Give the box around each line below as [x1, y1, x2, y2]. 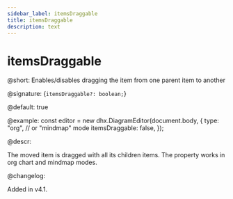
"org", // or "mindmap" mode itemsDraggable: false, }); [7, 124, 164, 132]
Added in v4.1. [7, 185, 48, 193]
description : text [7, 23, 61, 30]
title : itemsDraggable [7, 17, 73, 24]
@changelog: [7, 172, 46, 180]
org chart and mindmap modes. [7, 158, 97, 167]
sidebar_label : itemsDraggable [7, 10, 98, 17]
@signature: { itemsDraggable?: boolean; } [7, 90, 127, 98]
